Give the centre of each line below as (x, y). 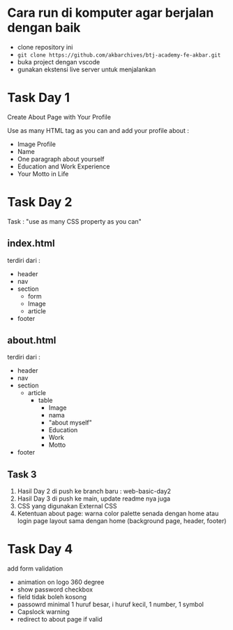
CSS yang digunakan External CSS (67, 506)
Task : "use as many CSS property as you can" (74, 221)
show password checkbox (55, 589)
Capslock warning (43, 612)
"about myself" (70, 423)
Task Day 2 (40, 202)
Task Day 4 (40, 549)
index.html (31, 244)
